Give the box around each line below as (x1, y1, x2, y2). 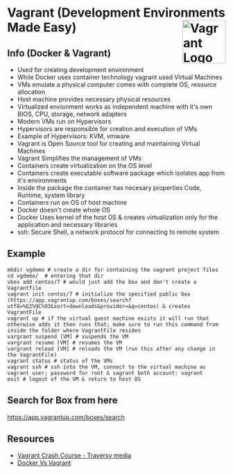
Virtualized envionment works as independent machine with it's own (17, 103, 213, 110)
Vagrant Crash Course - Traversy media (17, 451, 132, 459)
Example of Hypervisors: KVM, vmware (17, 132, 130, 140)
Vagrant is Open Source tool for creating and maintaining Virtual (17, 139, 200, 147)
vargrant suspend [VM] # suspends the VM (7, 333, 129, 340)
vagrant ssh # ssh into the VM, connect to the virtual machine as (7, 363, 207, 371)
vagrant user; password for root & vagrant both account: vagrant (7, 369, 203, 376)
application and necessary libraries (17, 221, 118, 228)
